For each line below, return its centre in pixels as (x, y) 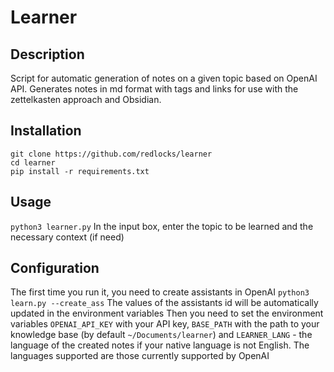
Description (47, 54)
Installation (46, 131)
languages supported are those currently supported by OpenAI (140, 356)
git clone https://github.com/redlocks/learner (111, 154)
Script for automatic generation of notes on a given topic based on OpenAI (164, 78)
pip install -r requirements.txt (80, 171)
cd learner (33, 162)
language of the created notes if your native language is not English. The (160, 345)
